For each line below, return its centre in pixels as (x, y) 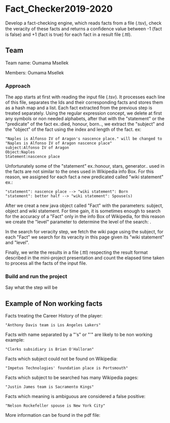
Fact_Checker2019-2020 (59, 9)
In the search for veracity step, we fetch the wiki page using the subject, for (84, 232)
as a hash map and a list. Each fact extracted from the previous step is (79, 108)
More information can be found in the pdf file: (53, 415)
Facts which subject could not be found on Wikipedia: (61, 359)
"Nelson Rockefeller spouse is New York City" (55, 406)
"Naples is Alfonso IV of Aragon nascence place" (59, 143)
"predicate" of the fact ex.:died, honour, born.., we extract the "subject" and (85, 124)
